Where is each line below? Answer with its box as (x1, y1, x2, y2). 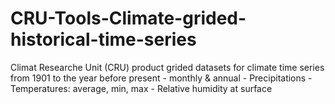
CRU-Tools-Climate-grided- (10, 7, 247, 30)
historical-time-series (10, 28, 197, 51)
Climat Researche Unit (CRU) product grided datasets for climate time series (10, 61, 325, 73)
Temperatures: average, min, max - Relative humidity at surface (10, 82, 273, 94)
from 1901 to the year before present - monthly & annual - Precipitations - (10, 72, 313, 84)
